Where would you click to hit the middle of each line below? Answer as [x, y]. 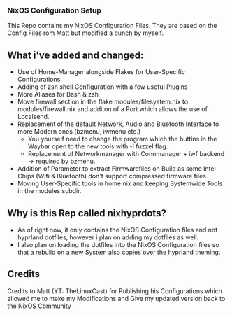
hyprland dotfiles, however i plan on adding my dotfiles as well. [108, 237]
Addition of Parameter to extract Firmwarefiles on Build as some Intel [117, 169]
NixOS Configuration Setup [54, 10]
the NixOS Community [39, 306]
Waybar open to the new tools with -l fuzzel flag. [98, 146]
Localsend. [33, 117]
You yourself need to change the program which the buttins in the [123, 139]
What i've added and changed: [75, 55]
